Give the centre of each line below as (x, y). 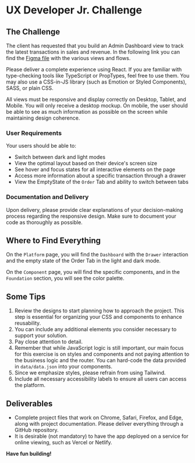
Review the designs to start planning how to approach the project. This (99, 311)
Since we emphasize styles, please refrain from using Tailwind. (90, 373)
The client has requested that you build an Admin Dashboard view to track (95, 46)
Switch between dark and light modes (60, 157)
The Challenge (33, 32)
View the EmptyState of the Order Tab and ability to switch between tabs (102, 182)
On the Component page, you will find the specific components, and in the (93, 272)
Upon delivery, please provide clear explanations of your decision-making (95, 210)
